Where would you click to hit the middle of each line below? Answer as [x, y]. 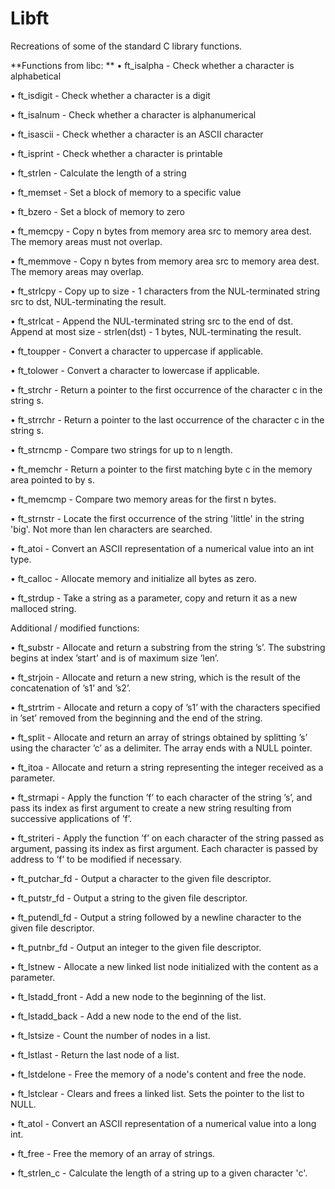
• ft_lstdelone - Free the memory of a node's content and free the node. [158, 1074]
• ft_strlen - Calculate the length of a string [98, 173]
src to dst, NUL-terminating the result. [88, 301]
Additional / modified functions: [75, 628]
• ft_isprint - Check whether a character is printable [116, 153]
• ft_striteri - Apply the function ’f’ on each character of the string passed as [167, 838]
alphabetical [36, 76]
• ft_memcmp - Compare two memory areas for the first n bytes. [143, 499]
